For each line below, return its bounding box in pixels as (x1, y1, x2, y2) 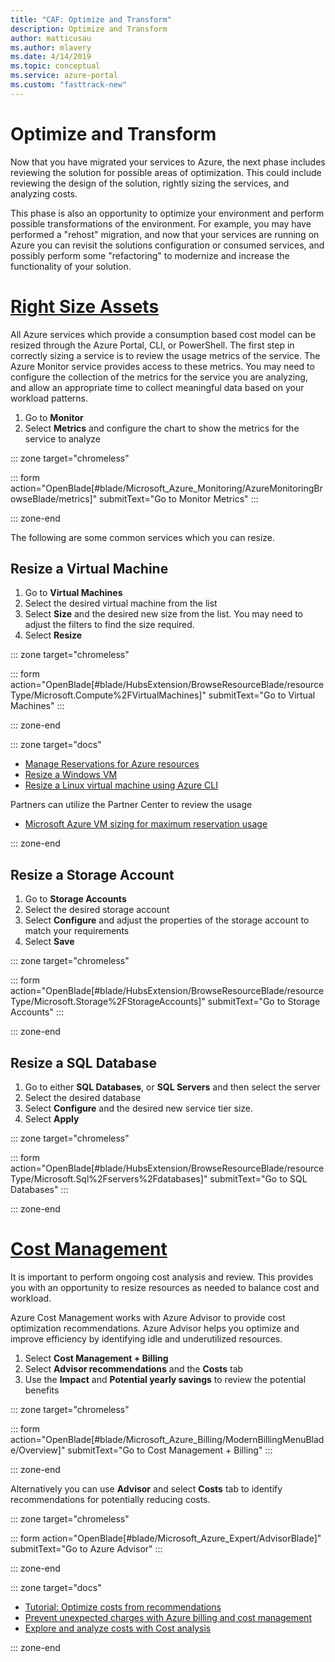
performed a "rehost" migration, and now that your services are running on (10, 228, 320, 240)
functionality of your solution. (10, 260, 132, 272)
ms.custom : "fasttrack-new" (10, 80, 128, 90)
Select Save (24, 936, 75, 948)
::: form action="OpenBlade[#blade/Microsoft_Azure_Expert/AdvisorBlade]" (10, 1532, 322, 1544)
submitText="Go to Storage (207, 996, 321, 1008)
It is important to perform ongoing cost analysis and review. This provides (10, 1271, 314, 1283)
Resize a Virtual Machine (10, 561, 169, 578)
